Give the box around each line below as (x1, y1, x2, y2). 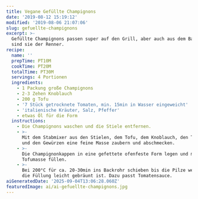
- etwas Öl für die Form (16, 112, 78, 118)
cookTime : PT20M (11, 63, 51, 69)
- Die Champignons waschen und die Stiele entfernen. (16, 124, 151, 130)
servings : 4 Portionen (11, 74, 67, 80)
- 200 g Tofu (16, 96, 49, 102)
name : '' (11, 52, 33, 58)
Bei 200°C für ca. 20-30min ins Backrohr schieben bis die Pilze (21, 167, 186, 174)
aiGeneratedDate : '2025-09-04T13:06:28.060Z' (6, 178, 120, 184)
